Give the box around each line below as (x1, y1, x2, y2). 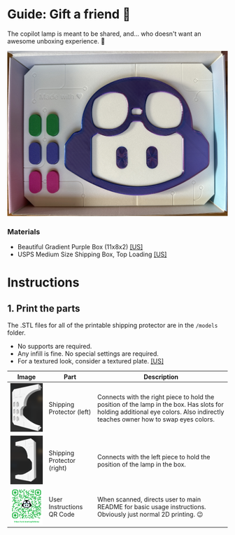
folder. (7, 328, 26, 337)
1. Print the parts (7, 303, 80, 314)
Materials (7, 227, 41, 237)
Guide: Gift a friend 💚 (7, 6, 131, 22)
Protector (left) (48, 408, 92, 416)
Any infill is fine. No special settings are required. (17, 349, 159, 358)
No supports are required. (17, 342, 92, 351)
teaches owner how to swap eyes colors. (97, 415, 215, 424)
